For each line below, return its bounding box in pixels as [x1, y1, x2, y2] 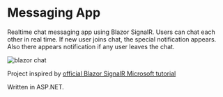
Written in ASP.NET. [7, 82, 64, 91]
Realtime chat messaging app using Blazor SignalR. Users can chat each [7, 28, 216, 36]
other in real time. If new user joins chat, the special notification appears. [7, 35, 217, 43]
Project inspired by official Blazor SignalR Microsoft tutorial [7, 69, 176, 78]
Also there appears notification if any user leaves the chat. [7, 42, 175, 51]
